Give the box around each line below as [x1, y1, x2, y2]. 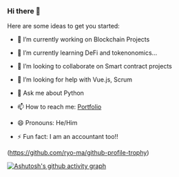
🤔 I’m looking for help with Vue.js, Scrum [17, 75, 133, 84]
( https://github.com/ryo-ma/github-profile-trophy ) [7, 149, 149, 157]
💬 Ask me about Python [17, 89, 85, 97]
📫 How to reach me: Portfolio [17, 103, 102, 111]
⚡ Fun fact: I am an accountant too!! [17, 133, 118, 141]
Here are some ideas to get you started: [7, 22, 120, 30]
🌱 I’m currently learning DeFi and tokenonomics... [17, 48, 158, 57]
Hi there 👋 [7, 6, 41, 16]
